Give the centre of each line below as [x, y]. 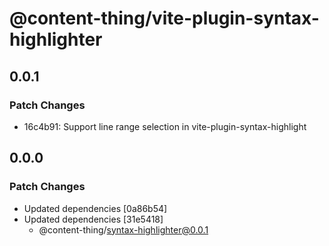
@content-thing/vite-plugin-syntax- [164, 18]
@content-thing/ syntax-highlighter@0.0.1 [123, 229]
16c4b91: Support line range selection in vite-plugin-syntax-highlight [165, 126]
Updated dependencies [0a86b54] [95, 208]
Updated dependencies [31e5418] [93, 219]
